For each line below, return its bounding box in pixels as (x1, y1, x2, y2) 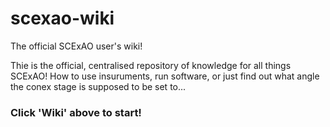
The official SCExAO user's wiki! (10, 40, 143, 52)
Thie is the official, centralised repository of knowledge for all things (10, 59, 292, 71)
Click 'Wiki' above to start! (10, 105, 142, 119)
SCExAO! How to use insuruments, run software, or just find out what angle (10, 70, 320, 82)
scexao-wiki (10, 7, 115, 30)
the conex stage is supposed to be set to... (10, 80, 187, 92)
